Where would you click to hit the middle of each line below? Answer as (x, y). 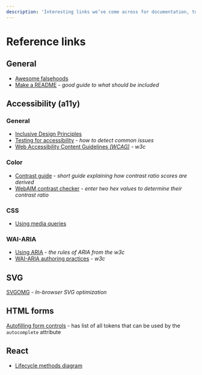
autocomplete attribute (34, 332)
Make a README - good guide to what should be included (87, 84)
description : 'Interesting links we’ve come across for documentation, (98, 12)
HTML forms (30, 311)
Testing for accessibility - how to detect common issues (84, 140)
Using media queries (41, 223)
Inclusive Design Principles (48, 134)
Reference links (46, 41)
